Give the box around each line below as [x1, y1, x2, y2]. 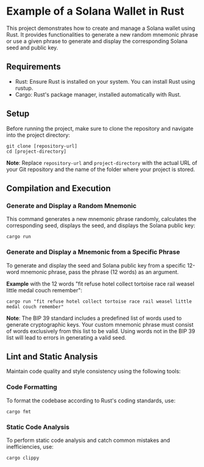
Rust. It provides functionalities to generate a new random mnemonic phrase [6, 31, 199, 38]
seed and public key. [6, 44, 58, 51]
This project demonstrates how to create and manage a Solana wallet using [6, 24, 195, 32]
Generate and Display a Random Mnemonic [6, 201, 137, 210]
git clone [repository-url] [6, 143, 78, 149]
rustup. [15, 84, 33, 92]
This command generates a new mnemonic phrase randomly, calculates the [6, 215, 197, 223]
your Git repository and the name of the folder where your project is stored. [6, 165, 195, 173]
